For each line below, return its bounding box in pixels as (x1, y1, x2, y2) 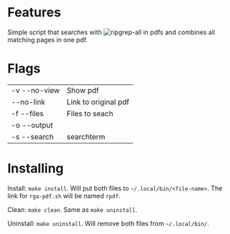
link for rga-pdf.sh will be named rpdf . (7, 191, 121, 200)
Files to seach (66, 108, 114, 118)
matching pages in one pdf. (7, 35, 88, 44)
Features (7, 4, 61, 21)
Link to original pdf (66, 97, 130, 107)
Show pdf (66, 85, 99, 95)
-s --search (11, 131, 54, 141)
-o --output (11, 120, 54, 130)
